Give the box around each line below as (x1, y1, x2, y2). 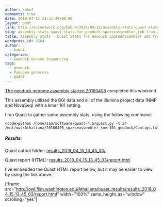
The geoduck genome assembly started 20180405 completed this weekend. (5, 88, 158, 93)
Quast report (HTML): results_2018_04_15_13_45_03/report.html (5, 157, 131, 163)
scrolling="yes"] (5, 196, 38, 202)
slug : (5, 30, 16, 34)
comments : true (5, 12, 36, 16)
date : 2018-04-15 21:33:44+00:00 (5, 16, 73, 21)
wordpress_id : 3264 (5, 39, 45, 44)
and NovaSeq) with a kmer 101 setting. (5, 102, 81, 108)
